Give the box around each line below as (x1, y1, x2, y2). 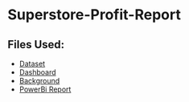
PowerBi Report (18, 84, 72, 94)
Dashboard (18, 67, 57, 77)
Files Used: (7, 38, 65, 51)
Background (18, 76, 60, 85)
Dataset (18, 59, 46, 68)
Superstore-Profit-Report (7, 6, 182, 24)
